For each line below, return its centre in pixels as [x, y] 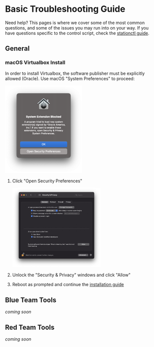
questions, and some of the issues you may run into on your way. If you [77, 28]
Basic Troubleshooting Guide [65, 9]
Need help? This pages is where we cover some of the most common [75, 23]
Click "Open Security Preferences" [47, 181]
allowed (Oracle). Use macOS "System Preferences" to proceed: [70, 78]
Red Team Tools [30, 327]
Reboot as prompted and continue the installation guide [68, 285]
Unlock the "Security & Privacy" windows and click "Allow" [71, 275]
